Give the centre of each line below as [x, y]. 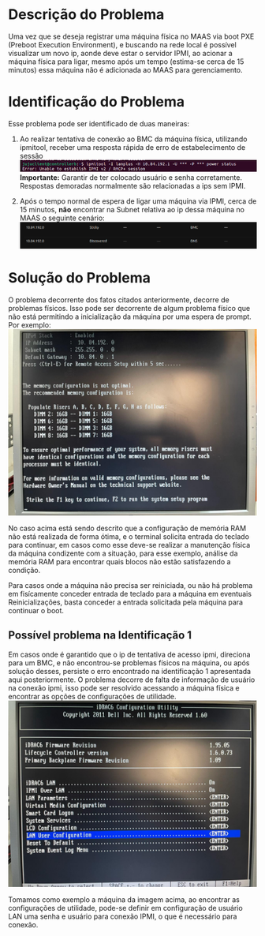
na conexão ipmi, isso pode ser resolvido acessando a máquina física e [124, 687]
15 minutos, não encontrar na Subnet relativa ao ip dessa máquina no [132, 210]
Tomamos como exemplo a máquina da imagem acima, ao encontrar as [124, 899]
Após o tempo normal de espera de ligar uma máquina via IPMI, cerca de [138, 201]
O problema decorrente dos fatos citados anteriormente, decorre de [119, 300]
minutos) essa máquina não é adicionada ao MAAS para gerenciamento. [125, 69]
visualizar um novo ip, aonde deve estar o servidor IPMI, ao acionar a [120, 53]
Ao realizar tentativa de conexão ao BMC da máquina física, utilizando [133, 139]
